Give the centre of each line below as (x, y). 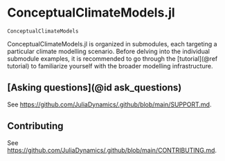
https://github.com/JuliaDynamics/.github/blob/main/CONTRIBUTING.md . (112, 150)
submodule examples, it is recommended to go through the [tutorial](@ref (112, 58)
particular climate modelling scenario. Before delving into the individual (108, 51)
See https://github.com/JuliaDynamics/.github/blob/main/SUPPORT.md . (109, 104)
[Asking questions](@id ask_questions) (94, 88)
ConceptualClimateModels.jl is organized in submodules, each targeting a (112, 44)
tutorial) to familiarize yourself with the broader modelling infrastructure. (110, 66)
